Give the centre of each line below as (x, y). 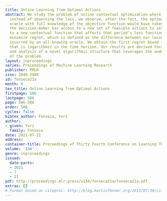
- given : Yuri (20, 126)
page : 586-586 (20, 103)
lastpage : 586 (20, 98)
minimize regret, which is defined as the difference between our (80, 38)
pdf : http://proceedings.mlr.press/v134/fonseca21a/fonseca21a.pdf (77, 182)
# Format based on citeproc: (35, 191)
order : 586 (16, 107)
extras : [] (16, 186)
